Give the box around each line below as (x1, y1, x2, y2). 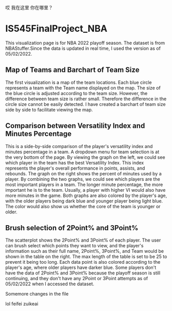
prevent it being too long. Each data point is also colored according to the (5, 259, 161, 265)
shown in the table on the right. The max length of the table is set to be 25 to (5, 253, 167, 260)
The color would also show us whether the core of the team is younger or (5, 203, 161, 209)
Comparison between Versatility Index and (5, 121, 145, 130)
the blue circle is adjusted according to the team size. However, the (5, 90, 148, 96)
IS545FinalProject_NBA (5, 23, 108, 34)
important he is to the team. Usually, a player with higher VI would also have (5, 187, 166, 193)
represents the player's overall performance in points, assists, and (5, 165, 145, 171)
